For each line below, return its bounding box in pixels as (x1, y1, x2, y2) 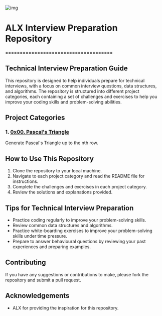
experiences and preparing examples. (12, 244, 91, 250)
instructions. (12, 178, 39, 184)
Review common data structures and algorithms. (12, 223, 113, 229)
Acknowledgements (5, 291, 70, 300)
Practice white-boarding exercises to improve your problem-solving (12, 228, 153, 234)
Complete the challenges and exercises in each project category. (12, 184, 147, 190)
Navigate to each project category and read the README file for (12, 173, 145, 179)
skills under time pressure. (12, 233, 68, 239)
